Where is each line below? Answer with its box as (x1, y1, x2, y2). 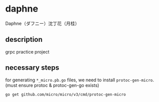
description (5, 35, 43, 44)
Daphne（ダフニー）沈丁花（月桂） (5, 20, 80, 26)
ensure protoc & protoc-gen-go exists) (18, 82, 100, 88)
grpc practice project (5, 48, 50, 55)
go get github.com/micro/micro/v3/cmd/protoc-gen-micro (5, 92, 126, 97)
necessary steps (5, 64, 59, 72)
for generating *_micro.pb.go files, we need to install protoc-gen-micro (5, 77, 153, 83)
